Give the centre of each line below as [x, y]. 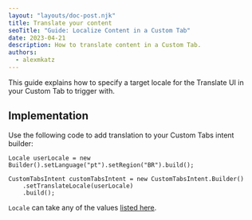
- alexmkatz [35, 60]
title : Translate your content [60, 23]
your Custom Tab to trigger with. [62, 91]
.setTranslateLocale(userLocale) [78, 186]
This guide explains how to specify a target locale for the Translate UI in [126, 82]
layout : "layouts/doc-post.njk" [62, 15]
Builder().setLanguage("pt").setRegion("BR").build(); [101, 165]
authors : [23, 52]
